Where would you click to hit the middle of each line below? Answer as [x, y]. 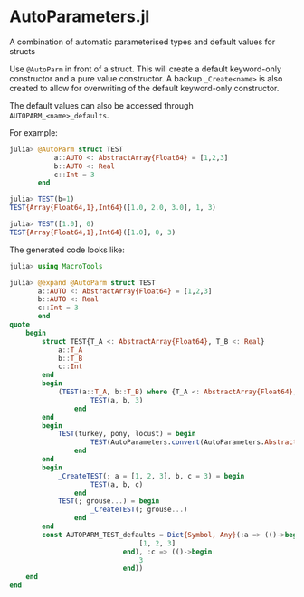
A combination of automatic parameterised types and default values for [142, 42]
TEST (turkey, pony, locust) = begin [127, 434]
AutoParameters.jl [80, 17]
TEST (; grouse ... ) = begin [109, 501]
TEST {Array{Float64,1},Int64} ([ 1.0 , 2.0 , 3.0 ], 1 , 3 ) [113, 208]
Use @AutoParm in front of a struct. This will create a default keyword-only [146, 69]
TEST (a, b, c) [117, 484]
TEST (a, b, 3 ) [117, 400]
